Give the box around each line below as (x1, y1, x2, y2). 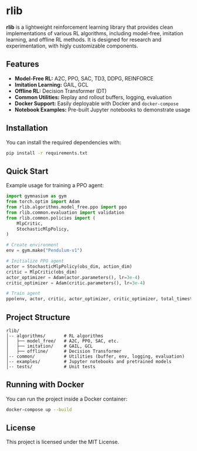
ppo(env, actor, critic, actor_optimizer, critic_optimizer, (6, 296, 159, 302)
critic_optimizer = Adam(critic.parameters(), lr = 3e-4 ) (6, 280, 145, 286)
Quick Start (6, 166, 49, 176)
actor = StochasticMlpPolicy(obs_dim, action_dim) (6, 263, 133, 270)
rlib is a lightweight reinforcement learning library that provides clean (6, 23, 174, 31)
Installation (6, 123, 48, 133)
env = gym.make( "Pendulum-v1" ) (6, 248, 83, 254)
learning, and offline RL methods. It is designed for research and (6, 36, 162, 43)
